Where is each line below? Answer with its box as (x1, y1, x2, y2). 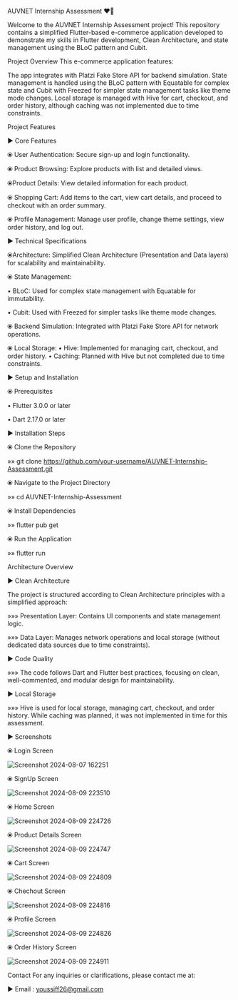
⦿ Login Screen (7, 746, 53, 755)
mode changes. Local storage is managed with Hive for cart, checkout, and (7, 93, 229, 102)
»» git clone (7, 457, 42, 465)
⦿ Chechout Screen (7, 887, 66, 895)
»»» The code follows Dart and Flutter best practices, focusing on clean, (7, 668, 220, 677)
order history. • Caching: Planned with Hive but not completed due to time (7, 352, 225, 360)
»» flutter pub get (7, 521, 59, 529)
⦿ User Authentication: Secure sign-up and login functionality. (7, 150, 190, 158)
